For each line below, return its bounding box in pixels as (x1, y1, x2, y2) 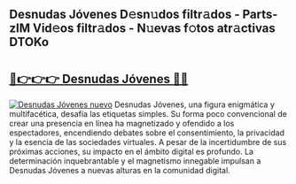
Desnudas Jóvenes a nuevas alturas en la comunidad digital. (9, 165, 230, 175)
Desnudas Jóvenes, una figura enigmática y (113, 99, 275, 110)
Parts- (242, 7, 278, 22)
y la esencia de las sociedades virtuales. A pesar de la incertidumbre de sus (9, 137, 287, 147)
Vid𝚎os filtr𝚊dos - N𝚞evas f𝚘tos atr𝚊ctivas (32, 21, 277, 36)
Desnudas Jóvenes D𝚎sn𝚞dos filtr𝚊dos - (9, 7, 240, 22)
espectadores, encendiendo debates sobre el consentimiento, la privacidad (9, 127, 285, 138)
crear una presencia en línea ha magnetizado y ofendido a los (9, 119, 235, 128)
